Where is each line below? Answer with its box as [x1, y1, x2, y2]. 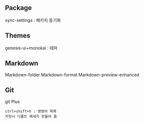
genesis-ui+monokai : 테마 [5, 45, 58, 51]
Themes [5, 31, 31, 40]
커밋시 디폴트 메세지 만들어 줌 [5, 114, 57, 119]
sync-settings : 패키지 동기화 [5, 17, 61, 23]
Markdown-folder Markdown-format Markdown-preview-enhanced [5, 72, 140, 78]
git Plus [5, 99, 20, 105]
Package [5, 4, 32, 12]
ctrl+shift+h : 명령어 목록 [5, 109, 57, 114]
